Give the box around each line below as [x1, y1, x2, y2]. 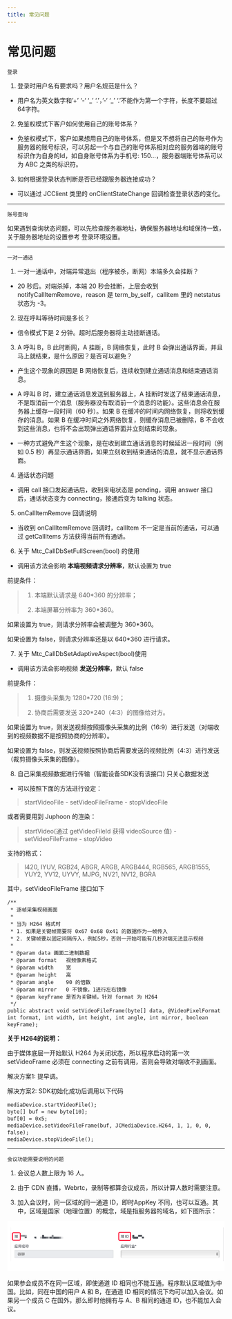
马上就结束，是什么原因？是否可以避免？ [17, 352, 133, 360]
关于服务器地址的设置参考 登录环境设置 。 [7, 232, 124, 241]
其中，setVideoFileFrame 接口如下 [7, 884, 105, 892]
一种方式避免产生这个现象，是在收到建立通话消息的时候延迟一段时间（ [17, 439, 217, 447]
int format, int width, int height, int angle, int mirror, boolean [7, 1014, 209, 1021]
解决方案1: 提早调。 [7, 1072, 62, 1080]
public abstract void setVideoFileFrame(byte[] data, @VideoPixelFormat [7, 1007, 221, 1014]
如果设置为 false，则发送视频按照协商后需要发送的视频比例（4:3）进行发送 [7, 746, 220, 754]
